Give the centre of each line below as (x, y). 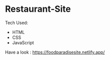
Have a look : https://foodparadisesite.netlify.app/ (55, 52)
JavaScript (23, 42)
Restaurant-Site (38, 9)
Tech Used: (17, 23)
